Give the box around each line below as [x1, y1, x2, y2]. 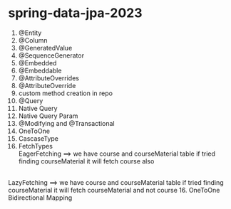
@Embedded [18, 58, 57, 67]
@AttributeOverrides [18, 73, 79, 82]
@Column [18, 36, 48, 44]
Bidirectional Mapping [8, 193, 73, 202]
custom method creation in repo [18, 89, 113, 97]
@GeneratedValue [18, 43, 73, 52]
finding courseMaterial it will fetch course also [18, 156, 155, 165]
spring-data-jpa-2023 [8, 5, 143, 21]
